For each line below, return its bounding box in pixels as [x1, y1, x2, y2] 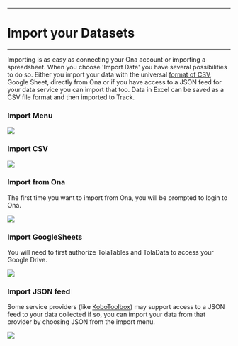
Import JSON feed [7, 286, 71, 296]
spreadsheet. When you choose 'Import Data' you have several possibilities [7, 62, 228, 71]
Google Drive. [7, 256, 48, 264]
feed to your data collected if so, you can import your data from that [7, 310, 205, 319]
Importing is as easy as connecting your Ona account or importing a [7, 55, 206, 64]
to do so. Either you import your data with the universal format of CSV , [7, 70, 212, 79]
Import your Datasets [7, 26, 135, 41]
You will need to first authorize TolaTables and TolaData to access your [7, 248, 214, 257]
